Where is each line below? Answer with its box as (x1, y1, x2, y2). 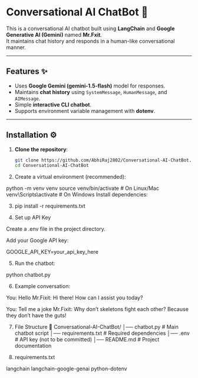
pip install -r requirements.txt (14, 202, 85, 209)
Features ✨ (6, 66, 48, 76)
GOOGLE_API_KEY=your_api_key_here (6, 248, 99, 256)
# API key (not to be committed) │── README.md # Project (14, 336, 160, 343)
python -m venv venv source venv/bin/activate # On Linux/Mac (6, 185, 159, 192)
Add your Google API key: (6, 237, 69, 244)
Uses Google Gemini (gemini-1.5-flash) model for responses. (14, 82, 166, 89)
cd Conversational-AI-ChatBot (14, 163, 90, 169)
